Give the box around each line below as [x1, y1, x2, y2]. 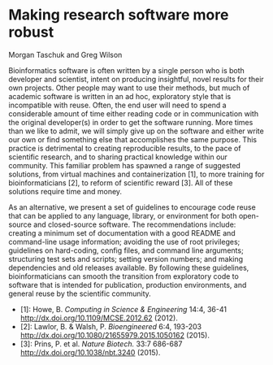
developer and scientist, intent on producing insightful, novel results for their [8, 74, 264, 84]
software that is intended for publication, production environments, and [8, 280, 247, 289]
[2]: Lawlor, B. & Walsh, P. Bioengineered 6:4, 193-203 [19, 321, 201, 331]
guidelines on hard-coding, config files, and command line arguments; [8, 246, 244, 255]
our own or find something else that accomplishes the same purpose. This [8, 134, 258, 144]
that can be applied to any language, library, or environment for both [8, 211, 237, 220]
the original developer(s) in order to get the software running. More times [8, 117, 253, 127]
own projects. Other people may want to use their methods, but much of [8, 83, 250, 93]
